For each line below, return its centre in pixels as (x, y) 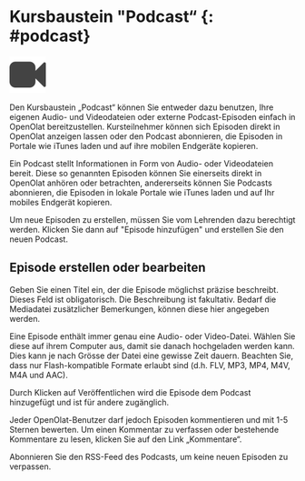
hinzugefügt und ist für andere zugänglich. (89, 402)
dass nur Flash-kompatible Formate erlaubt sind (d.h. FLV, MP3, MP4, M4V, (150, 365)
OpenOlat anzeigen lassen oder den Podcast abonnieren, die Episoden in (146, 136)
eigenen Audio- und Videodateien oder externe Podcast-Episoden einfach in (152, 116)
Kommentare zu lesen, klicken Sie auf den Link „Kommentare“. (126, 439)
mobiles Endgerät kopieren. (61, 202)
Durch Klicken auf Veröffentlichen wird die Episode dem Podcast (130, 392)
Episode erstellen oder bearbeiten (108, 268)
